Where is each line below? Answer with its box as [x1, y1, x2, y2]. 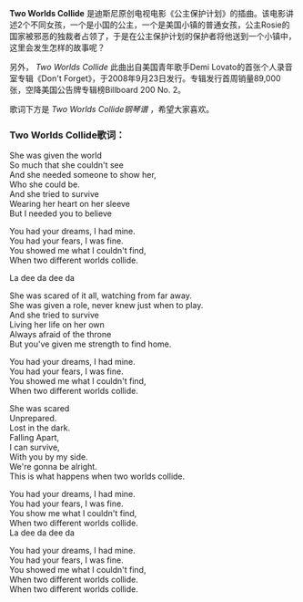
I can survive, [9, 441, 61, 453]
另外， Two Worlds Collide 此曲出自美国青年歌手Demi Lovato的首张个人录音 [9, 62, 293, 72]
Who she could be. [9, 179, 80, 190]
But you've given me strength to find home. [9, 338, 172, 349]
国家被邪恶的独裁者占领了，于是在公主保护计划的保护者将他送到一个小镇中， [9, 31, 297, 41]
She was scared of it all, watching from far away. [9, 290, 193, 301]
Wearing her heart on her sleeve [9, 199, 130, 210]
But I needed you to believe [9, 208, 112, 219]
